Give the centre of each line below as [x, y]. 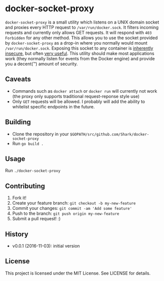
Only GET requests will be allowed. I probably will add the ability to [79, 102]
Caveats [18, 79]
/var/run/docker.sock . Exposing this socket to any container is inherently [79, 48]
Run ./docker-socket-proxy [33, 171]
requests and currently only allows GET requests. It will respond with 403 [79, 32]
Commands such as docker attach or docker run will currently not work [84, 91]
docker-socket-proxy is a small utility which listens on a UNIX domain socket [82, 22]
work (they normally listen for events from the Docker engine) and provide [80, 58]
